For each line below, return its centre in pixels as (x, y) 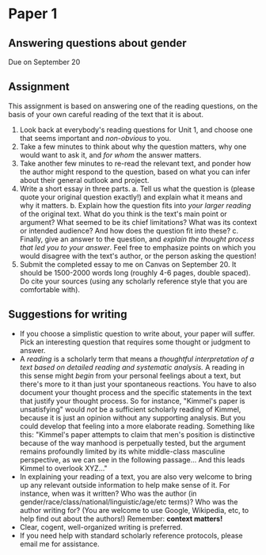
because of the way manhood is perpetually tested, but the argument (133, 443)
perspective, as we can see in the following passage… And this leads (132, 459)
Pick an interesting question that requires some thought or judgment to (135, 342)
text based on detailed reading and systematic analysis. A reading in (132, 367)
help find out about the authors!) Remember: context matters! (121, 519)
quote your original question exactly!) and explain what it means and (131, 197)
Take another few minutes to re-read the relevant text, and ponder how (135, 163)
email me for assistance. (59, 544)
